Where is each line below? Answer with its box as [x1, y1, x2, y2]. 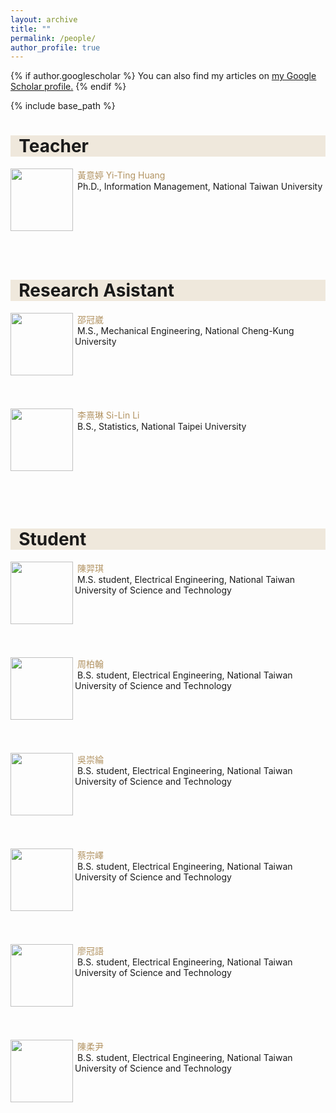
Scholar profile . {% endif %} [10, 81, 127, 93]
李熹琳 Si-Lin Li [76, 409, 140, 421]
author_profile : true [10, 42, 101, 53]
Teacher [18, 135, 89, 158]
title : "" [10, 24, 52, 34]
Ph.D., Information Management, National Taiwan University [76, 181, 323, 193]
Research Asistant [18, 279, 175, 302]
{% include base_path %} [10, 100, 116, 112]
